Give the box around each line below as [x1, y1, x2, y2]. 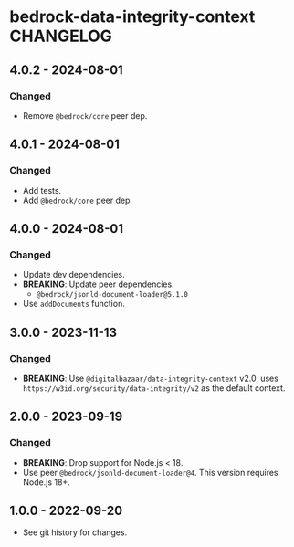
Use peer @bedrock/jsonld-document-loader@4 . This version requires [22, 467, 278, 478]
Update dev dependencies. [22, 269, 125, 280]
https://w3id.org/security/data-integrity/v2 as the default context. [22, 382, 286, 394]
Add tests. [22, 184, 62, 195]
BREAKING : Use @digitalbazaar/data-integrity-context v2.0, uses [22, 373, 278, 384]
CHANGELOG [9, 26, 112, 47]
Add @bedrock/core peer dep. [22, 195, 133, 205]
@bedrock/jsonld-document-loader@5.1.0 [36, 290, 189, 300]
